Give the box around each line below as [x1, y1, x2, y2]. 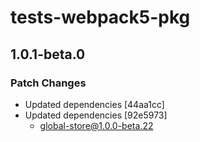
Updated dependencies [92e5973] [24, 109, 168, 121]
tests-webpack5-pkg [10, 6, 191, 29]
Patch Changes [10, 76, 87, 90]
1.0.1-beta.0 [10, 46, 86, 63]
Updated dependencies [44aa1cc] [24, 98, 165, 110]
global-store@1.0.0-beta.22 [39, 119, 154, 131]
